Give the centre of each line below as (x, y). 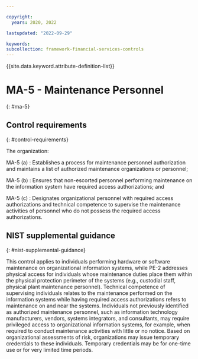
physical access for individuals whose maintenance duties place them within (99, 274)
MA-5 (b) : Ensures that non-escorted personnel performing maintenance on (99, 180)
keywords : (18, 44)
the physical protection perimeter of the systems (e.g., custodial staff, (91, 280)
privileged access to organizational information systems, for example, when (98, 325)
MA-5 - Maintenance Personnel (85, 90)
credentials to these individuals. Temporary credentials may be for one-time (98, 343)
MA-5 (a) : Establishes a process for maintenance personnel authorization (96, 162)
